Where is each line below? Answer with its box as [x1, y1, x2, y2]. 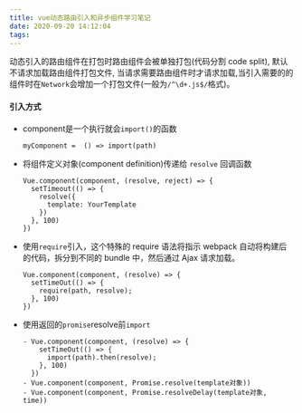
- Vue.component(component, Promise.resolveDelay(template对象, [22, 388, 268, 397]
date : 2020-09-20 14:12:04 [9, 22, 111, 31]
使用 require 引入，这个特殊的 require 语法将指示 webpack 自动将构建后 [22, 241, 288, 252]
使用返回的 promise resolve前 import [22, 319, 151, 330]
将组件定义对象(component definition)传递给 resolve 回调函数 [22, 158, 252, 168]
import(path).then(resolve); [46, 352, 157, 362]
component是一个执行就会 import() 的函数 [22, 123, 177, 134]
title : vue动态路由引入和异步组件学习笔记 [9, 13, 151, 23]
